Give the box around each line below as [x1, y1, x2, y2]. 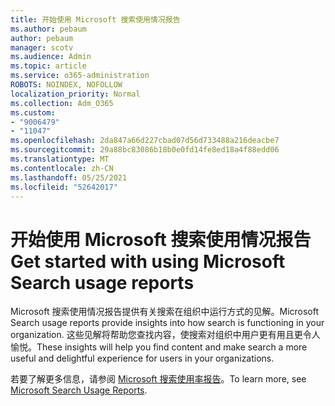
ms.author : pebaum [10, 24, 87, 34]
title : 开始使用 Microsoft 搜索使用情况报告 [10, 14, 181, 25]
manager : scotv [10, 42, 74, 53]
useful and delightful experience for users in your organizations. [10, 352, 275, 365]
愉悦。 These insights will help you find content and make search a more [10, 341, 308, 353]
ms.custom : [10, 107, 56, 118]
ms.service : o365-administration [10, 71, 150, 81]
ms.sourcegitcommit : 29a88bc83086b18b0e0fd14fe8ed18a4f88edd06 [10, 145, 280, 155]
